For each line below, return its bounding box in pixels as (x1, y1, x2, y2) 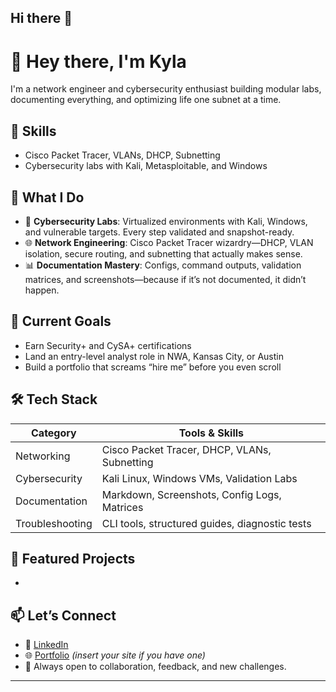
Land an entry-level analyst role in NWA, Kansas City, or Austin (24, 350, 284, 362)
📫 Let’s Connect (10, 607, 117, 624)
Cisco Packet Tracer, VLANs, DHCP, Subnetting (24, 149, 221, 161)
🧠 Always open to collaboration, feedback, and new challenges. (24, 661, 287, 673)
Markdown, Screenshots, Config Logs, (101, 487, 282, 501)
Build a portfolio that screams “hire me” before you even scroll (24, 361, 282, 373)
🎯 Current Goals (10, 313, 112, 330)
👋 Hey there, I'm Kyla (10, 50, 187, 73)
